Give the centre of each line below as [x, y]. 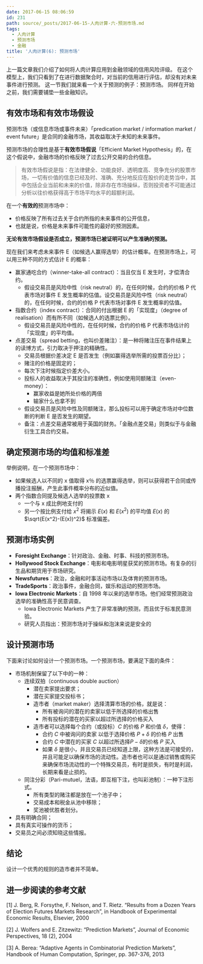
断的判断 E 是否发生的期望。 [59, 416]
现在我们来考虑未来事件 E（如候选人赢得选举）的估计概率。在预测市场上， [99, 252]
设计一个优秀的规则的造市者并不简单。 [54, 869]
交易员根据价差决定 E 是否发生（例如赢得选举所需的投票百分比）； [105, 355]
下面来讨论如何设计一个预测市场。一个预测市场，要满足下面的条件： [91, 660]
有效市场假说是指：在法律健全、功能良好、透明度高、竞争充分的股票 [106, 170]
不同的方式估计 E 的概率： [60, 259]
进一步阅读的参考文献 [46, 890]
